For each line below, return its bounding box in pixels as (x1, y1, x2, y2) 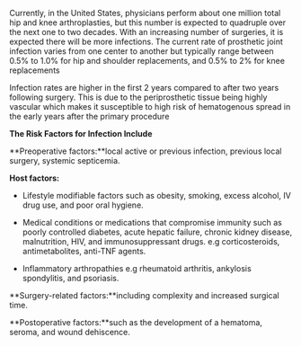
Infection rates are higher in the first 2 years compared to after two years (9, 83, 279, 93)
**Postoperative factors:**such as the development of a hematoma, (9, 317, 263, 327)
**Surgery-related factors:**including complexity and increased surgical (9, 290, 280, 300)
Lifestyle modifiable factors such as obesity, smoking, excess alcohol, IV (22, 191, 292, 200)
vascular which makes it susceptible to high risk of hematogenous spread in (9, 102, 291, 111)
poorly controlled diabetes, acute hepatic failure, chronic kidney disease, (22, 226, 293, 237)
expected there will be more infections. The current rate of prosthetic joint (9, 36, 283, 47)
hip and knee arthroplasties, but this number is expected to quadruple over (9, 17, 286, 28)
